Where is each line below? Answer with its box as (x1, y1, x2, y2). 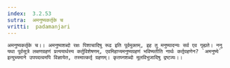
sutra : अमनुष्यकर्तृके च (7, 17, 64, 24)
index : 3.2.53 (7, 10, 52, 17)
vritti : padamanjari (7, 23, 71, 30)
